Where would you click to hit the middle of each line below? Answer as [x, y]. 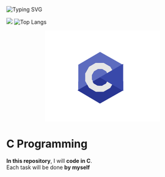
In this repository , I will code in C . [50, 161]
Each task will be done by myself [48, 167]
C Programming [47, 144]
